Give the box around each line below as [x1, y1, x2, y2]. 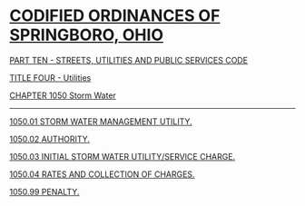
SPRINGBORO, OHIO [9, 25, 163, 45]
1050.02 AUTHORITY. [9, 133, 91, 144]
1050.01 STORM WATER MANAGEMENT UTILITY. [9, 115, 192, 127]
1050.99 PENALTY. [9, 186, 80, 197]
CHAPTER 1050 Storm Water [9, 90, 116, 101]
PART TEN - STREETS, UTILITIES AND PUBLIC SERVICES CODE [9, 54, 248, 65]
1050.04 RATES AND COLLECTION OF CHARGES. [9, 169, 195, 180]
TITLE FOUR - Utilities [9, 72, 92, 83]
